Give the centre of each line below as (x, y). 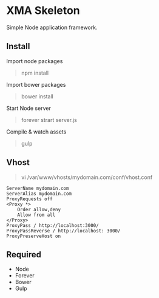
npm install (35, 73)
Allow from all (36, 215)
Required (24, 255)
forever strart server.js (49, 120)
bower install (37, 96)
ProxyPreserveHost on (34, 236)
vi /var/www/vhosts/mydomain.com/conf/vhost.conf (87, 177)
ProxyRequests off (29, 199)
